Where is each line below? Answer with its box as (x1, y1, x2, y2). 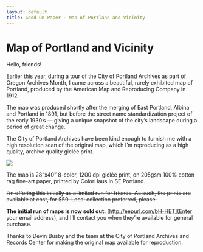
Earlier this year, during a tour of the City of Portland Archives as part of (6, 72, 187, 80)
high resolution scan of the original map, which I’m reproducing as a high (6, 141, 189, 149)
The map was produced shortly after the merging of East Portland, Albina (6, 104, 190, 111)
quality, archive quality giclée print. (6, 148, 94, 155)
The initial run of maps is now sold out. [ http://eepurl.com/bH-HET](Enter (6, 208, 193, 215)
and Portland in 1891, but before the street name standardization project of (6, 110, 193, 117)
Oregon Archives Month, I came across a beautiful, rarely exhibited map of (6, 79, 193, 86)
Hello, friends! (6, 61, 42, 68)
